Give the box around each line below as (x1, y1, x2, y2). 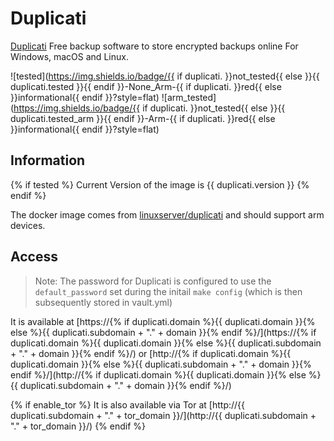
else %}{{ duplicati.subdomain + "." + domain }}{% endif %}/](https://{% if (10, 326, 317, 338)
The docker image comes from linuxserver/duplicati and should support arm (10, 208, 325, 221)
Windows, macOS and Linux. (10, 50, 129, 62)
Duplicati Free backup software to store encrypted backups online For (10, 40, 299, 52)
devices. (10, 219, 46, 231)
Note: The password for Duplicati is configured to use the (34, 275, 272, 287)
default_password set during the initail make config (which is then (34, 285, 303, 297)
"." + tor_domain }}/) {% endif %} (10, 420, 147, 432)
